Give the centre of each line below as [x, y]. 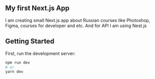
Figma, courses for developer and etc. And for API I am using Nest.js [76, 25]
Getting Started [30, 41]
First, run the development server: [40, 53]
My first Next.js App [37, 8]
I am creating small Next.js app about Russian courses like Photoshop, [78, 20]
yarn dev [14, 72]
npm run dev [18, 62]
